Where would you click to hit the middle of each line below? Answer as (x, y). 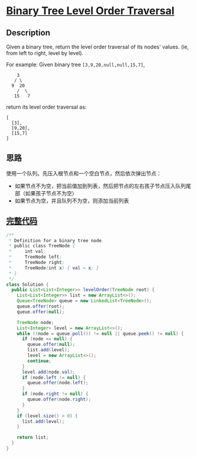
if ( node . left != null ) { (54, 377)
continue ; (39, 361)
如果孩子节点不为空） (51, 193)
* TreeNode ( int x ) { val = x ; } (54, 268)
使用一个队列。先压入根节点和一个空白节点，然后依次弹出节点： (84, 173)
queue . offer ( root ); (41, 306)
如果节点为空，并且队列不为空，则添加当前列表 (72, 200)
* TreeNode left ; (35, 257)
